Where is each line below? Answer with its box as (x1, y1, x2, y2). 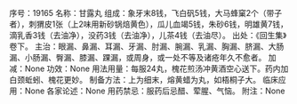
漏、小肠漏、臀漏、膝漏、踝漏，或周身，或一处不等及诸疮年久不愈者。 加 (9, 52, 277, 62)
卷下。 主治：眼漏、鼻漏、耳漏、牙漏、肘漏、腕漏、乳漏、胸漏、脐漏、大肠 (9, 41, 285, 52)
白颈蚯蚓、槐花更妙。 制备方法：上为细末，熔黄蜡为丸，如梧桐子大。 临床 (9, 75, 278, 84)
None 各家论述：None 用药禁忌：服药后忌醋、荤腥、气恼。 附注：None (24, 85, 285, 96)
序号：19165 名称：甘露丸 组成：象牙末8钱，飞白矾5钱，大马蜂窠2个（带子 (9, 8, 283, 18)
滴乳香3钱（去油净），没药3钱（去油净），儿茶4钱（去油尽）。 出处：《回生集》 (9, 30, 287, 40)
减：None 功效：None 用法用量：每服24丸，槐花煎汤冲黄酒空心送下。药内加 (9, 63, 289, 74)
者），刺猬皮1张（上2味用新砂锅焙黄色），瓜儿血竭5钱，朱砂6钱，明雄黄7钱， (9, 19, 289, 29)
